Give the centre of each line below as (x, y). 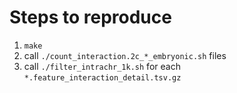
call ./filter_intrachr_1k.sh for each (102, 66)
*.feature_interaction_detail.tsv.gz (102, 77)
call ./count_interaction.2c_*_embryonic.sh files (125, 55)
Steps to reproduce (90, 17)
